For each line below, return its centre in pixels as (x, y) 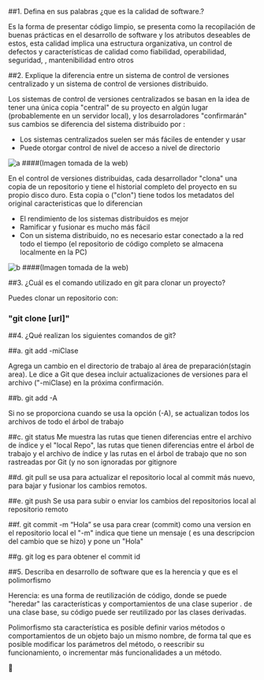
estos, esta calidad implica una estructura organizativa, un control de (120, 43)
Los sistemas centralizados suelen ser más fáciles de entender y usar (132, 139)
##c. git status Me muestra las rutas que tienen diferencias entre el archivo (130, 437)
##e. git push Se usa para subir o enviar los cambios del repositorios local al (132, 501)
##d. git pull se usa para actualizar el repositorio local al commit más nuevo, (132, 477)
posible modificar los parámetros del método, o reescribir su (106, 645)
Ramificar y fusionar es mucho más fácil (85, 227)
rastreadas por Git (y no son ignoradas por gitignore (93, 462)
